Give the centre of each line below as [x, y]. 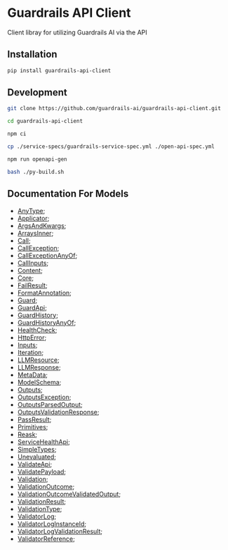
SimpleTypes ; [37, 449]
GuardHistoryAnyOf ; [47, 322]
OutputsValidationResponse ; [58, 412]
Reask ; [27, 434]
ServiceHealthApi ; [43, 442]
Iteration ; [31, 352]
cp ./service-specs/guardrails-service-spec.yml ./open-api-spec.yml [111, 147]
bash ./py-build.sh [36, 172]
